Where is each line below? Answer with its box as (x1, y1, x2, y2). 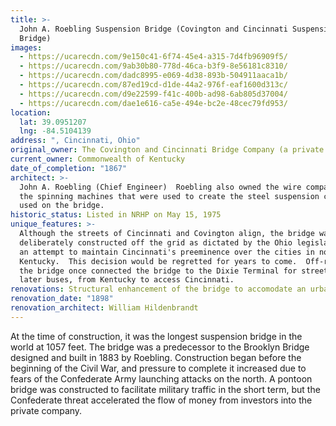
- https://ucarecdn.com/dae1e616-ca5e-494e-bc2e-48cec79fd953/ (19, 98, 288, 108)
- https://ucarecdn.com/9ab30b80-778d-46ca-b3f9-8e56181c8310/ (19, 61, 288, 71)
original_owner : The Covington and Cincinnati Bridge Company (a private (10, 145, 325, 155)
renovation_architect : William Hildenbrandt (10, 303, 199, 313)
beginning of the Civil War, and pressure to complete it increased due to (10, 362, 307, 374)
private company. (10, 404, 83, 416)
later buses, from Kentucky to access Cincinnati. (19, 275, 235, 285)
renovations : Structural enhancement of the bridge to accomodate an (10, 284, 307, 295)
